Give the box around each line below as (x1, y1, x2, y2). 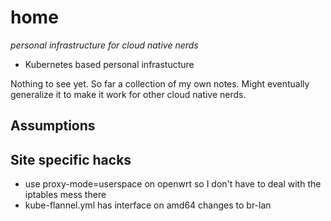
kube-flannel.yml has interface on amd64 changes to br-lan (24, 199, 272, 211)
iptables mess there (24, 189, 107, 201)
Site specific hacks (10, 151, 132, 168)
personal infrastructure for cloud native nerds (10, 39, 199, 51)
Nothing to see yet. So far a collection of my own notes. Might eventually (10, 77, 310, 90)
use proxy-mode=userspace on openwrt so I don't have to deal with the (24, 178, 322, 190)
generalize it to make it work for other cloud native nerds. (10, 88, 247, 100)
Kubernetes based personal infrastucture (24, 58, 195, 70)
